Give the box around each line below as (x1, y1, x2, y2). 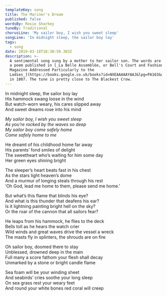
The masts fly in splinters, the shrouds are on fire (5, 234, 106, 240)
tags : (5, 40, 16, 45)
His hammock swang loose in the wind (5, 96, 84, 102)
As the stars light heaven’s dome (5, 172, 72, 178)
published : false (5, 16, 41, 21)
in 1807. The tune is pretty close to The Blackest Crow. (9, 77, 133, 82)
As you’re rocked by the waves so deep (5, 121, 86, 127)
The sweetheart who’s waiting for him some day (5, 152, 103, 158)
